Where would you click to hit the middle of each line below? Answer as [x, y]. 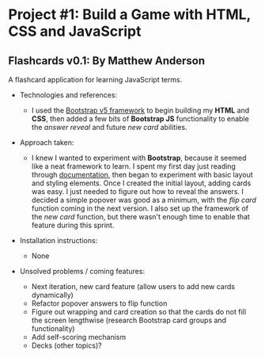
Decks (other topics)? [66, 345]
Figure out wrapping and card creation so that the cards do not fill [139, 312]
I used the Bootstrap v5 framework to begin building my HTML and [140, 110]
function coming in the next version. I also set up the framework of [140, 208]
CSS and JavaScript [75, 31]
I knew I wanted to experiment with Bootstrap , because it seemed [139, 158]
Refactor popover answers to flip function [99, 303]
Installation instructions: [59, 240]
